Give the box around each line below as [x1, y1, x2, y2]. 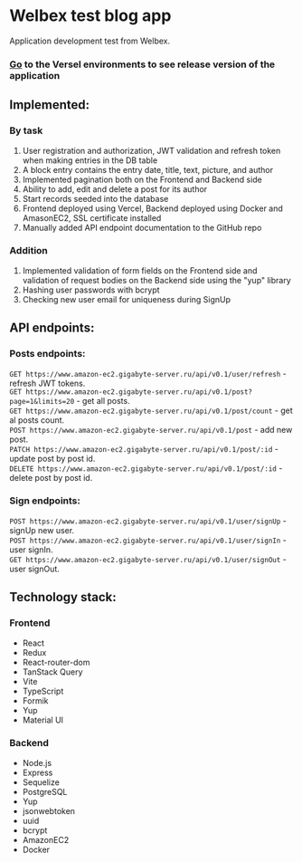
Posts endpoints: [9, 348, 86, 360]
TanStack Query [22, 666, 83, 677]
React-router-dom [22, 656, 90, 667]
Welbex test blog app [9, 5, 172, 26]
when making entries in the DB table [22, 155, 158, 166]
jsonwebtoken [22, 805, 75, 816]
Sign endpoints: [9, 494, 81, 507]
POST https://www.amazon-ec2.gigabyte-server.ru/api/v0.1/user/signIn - [9, 534, 288, 545]
